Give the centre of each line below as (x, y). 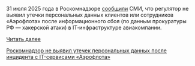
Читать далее (23, 39)
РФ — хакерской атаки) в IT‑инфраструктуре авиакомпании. (84, 27)
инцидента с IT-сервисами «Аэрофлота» (58, 57)
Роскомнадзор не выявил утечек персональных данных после (86, 51)
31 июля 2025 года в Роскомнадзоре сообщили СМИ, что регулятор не (97, 9)
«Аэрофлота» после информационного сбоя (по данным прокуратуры (97, 21)
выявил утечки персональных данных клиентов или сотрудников (90, 15)
